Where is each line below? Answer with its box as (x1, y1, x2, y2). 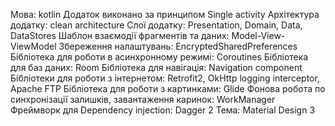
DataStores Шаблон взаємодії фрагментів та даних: (10, 30, 230, 41)
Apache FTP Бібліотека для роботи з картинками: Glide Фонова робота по (10, 83, 326, 94)
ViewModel (10, 40, 57, 52)
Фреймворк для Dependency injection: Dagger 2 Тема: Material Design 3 (10, 104, 316, 116)
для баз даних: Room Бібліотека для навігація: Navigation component (10, 62, 303, 73)
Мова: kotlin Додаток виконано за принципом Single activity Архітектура (10, 9, 320, 20)
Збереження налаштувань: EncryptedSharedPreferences (58, 40, 298, 52)
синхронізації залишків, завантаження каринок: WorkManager (10, 94, 276, 105)
